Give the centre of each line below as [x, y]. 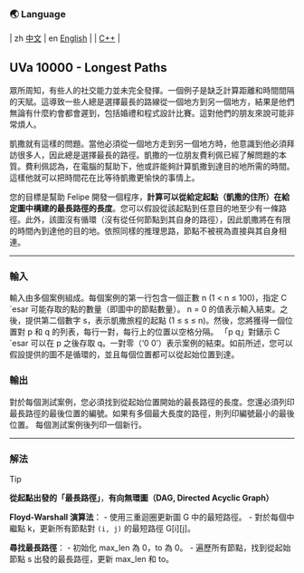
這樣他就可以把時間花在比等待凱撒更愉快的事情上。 [104, 178]
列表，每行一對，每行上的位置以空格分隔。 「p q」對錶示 [166, 332]
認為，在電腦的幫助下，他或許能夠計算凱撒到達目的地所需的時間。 [171, 167]
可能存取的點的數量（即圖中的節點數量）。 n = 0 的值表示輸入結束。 [155, 309]
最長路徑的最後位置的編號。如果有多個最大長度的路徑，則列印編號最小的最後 [152, 413]
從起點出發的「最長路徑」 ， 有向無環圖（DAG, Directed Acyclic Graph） [142, 498]
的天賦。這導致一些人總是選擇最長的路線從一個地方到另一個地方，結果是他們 [152, 102]
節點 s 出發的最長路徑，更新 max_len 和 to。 [92, 559]
